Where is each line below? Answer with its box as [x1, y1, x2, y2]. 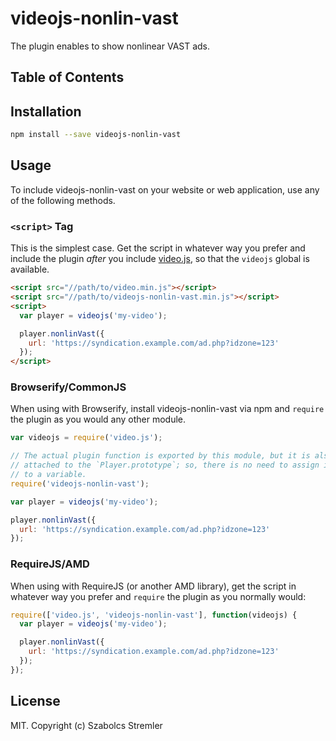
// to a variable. [10, 470, 87, 480]
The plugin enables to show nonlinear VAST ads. [10, 40, 211, 52]
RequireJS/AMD [10, 557, 90, 571]
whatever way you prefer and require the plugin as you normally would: [10, 590, 307, 602]
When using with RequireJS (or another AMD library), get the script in [10, 580, 297, 592]
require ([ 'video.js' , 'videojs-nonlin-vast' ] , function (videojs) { [10, 610, 298, 620]
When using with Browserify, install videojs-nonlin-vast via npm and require [10, 403, 325, 415]
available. [10, 263, 50, 276]
